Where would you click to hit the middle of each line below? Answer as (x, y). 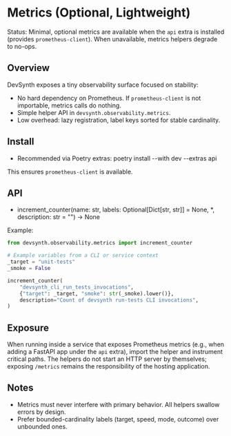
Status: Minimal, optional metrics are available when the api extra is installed (116, 32)
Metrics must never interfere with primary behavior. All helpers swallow (118, 404)
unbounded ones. (42, 426)
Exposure (28, 328)
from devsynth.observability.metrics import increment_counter (100, 243)
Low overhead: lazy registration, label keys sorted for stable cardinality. (119, 120)
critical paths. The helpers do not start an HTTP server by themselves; (107, 359)
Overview (29, 68)
